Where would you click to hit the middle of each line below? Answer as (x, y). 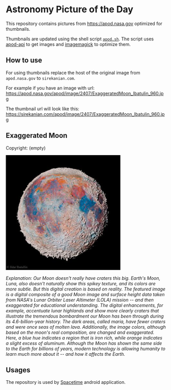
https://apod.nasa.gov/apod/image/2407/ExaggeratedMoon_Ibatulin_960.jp (85, 93)
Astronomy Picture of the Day (70, 9)
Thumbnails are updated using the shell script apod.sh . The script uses (80, 39)
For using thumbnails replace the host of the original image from (73, 72)
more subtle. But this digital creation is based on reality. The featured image (86, 289)
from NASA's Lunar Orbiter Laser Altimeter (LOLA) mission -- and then (80, 300)
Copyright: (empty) (26, 148)
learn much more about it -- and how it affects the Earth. (65, 354)
